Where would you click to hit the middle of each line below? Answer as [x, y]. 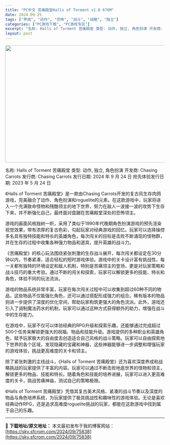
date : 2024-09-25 [24, 15]
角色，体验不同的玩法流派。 [34, 279]
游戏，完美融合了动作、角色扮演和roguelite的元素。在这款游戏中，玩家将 [81, 200]
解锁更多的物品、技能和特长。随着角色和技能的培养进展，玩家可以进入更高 [83, 374]
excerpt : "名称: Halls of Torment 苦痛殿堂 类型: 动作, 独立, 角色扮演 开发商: [84, 29]
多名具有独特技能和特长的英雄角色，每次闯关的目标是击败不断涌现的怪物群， [85, 236]
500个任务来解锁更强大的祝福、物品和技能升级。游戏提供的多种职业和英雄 [82, 332]
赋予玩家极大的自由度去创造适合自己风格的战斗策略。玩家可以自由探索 [87, 338]
